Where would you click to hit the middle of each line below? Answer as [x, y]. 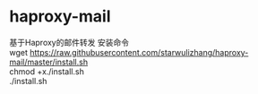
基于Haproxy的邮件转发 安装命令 [69, 42]
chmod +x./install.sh [47, 71]
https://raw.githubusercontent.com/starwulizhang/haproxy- [139, 52]
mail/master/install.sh [48, 62]
